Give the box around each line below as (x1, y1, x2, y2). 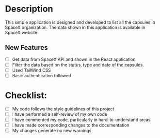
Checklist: (5, 90, 48, 101)
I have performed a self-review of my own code (12, 111, 108, 117)
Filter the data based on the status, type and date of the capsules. (12, 62, 144, 68)
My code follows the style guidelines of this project (12, 106, 114, 111)
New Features (5, 43, 48, 52)
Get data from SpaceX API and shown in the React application (12, 56, 136, 62)
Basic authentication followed (12, 72, 71, 78)
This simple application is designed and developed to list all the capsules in (5, 19, 155, 25)
